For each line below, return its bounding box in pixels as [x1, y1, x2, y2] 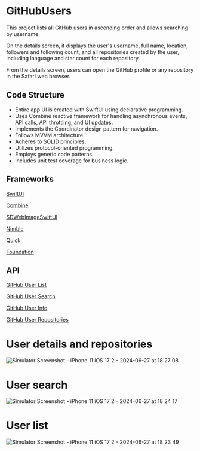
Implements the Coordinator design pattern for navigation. [14, 125, 158, 132]
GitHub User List [6, 282, 47, 289]
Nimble [6, 225, 24, 232]
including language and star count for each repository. [6, 55, 140, 62]
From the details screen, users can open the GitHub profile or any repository [6, 66, 194, 73]
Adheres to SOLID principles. [14, 138, 87, 145]
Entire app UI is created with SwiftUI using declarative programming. [14, 106, 183, 113]
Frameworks [6, 174, 54, 184]
